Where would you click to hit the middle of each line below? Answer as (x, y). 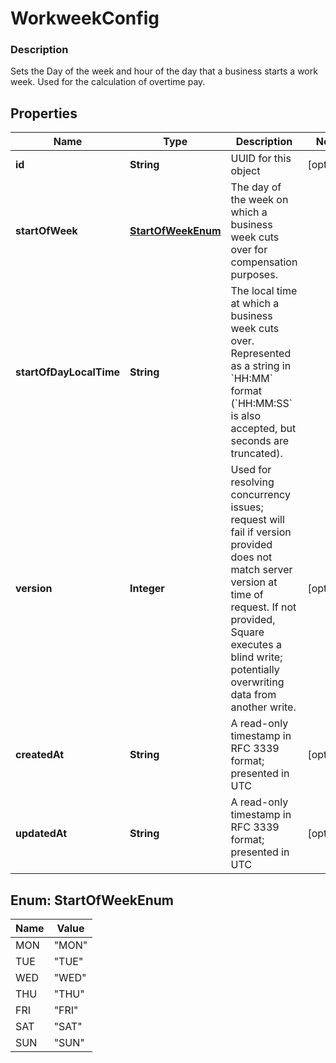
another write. (263, 707)
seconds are (260, 441)
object (245, 171)
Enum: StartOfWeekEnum (92, 900)
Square (247, 632)
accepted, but (263, 429)
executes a (256, 645)
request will (257, 520)
